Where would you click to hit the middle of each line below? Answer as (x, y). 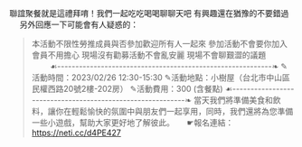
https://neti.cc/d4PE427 (76, 133)
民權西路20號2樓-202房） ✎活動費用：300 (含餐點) (127, 89)
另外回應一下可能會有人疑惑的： (79, 24)
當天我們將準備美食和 (233, 100)
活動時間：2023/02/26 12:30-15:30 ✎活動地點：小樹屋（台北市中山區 (161, 78)
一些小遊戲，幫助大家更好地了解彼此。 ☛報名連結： (132, 123)
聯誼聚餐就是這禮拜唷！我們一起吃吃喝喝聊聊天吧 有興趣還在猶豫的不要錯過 (149, 13)
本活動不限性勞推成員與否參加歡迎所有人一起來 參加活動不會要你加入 (159, 44)
